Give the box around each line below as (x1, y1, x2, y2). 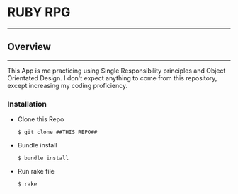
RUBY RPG (7, 4, 71, 20)
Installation (7, 99, 47, 109)
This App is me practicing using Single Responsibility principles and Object (7, 66, 226, 75)
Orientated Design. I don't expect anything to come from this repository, (7, 73, 217, 82)
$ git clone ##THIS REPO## (17, 128, 98, 136)
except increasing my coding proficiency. (7, 81, 128, 90)
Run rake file (17, 167, 55, 176)
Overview (7, 41, 52, 53)
